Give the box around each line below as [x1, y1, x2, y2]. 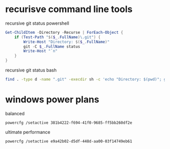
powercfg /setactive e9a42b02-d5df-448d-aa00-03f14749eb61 [5, 138, 133, 144]
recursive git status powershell [5, 20, 69, 26]
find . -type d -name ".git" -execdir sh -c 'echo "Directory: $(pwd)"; [5, 77, 162, 82]
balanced [5, 110, 25, 116]
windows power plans [5, 94, 100, 105]
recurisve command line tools [5, 4, 133, 15]
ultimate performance [5, 129, 51, 135]
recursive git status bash [5, 67, 57, 73]
